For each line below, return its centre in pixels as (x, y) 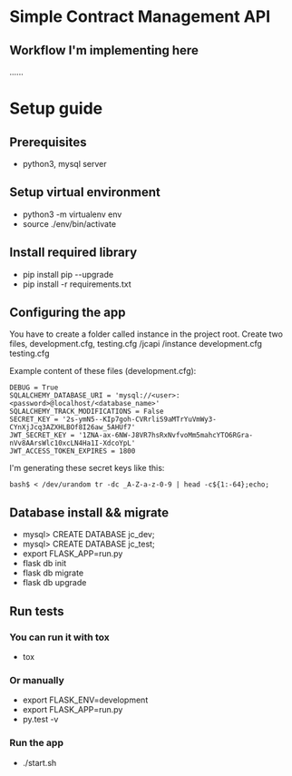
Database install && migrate (89, 512)
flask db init (44, 564)
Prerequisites (48, 142)
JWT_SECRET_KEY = (42, 436)
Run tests (37, 611)
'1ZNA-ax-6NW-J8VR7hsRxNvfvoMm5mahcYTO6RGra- (166, 436)
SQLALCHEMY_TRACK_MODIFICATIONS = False (87, 412)
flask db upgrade (54, 583)
